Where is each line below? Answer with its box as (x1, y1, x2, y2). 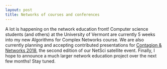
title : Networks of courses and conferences (5, 12, 100, 17)
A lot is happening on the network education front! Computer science (5, 26, 148, 32)
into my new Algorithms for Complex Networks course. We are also (5, 36, 144, 43)
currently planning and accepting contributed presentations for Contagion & (5, 42, 162, 48)
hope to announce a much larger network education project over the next (5, 52, 157, 58)
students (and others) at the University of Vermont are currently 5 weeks (5, 31, 155, 37)
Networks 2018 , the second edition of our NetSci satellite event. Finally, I (5, 47, 155, 53)
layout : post (5, 7, 33, 13)
